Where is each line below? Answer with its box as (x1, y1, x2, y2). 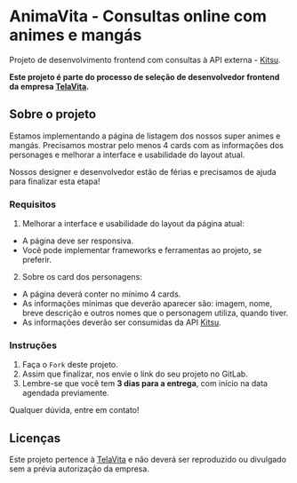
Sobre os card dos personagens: (21, 272, 142, 282)
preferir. (21, 255, 52, 265)
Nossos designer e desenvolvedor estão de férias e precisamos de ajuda (9, 166, 277, 177)
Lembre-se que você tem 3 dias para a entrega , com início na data (21, 378, 269, 389)
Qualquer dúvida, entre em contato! (9, 405, 140, 416)
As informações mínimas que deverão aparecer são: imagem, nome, (21, 298, 273, 309)
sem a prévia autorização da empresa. (9, 463, 149, 474)
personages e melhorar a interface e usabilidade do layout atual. (9, 149, 245, 160)
